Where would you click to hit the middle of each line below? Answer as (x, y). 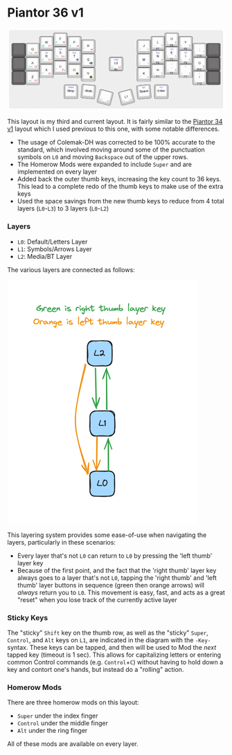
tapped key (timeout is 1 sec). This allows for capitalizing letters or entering (114, 655)
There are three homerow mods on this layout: (73, 702)
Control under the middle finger (63, 723)
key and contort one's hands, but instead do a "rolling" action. (96, 670)
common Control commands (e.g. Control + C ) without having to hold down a (115, 662)
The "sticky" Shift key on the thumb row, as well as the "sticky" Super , (108, 633)
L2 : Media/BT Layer (45, 256)
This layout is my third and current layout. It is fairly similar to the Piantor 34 (115, 122)
